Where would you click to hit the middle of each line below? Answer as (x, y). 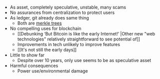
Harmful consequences (34, 65)
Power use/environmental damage (53, 71)
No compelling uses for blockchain (46, 28)
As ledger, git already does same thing (49, 18)
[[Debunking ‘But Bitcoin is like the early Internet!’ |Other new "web (86, 34)
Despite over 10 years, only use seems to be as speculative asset (84, 60)
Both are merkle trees (40, 23)
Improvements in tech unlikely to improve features (69, 44)
